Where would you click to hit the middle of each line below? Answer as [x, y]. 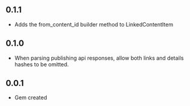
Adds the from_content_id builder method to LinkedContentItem [94, 24]
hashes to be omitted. [41, 64]
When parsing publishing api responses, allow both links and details [99, 58]
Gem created [31, 98]
